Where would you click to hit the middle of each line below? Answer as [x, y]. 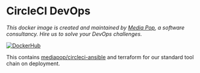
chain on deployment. [33, 63]
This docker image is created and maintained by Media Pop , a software [95, 28]
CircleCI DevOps [48, 11]
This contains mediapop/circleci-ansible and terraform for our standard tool [100, 57]
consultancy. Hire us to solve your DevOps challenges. [74, 34]
